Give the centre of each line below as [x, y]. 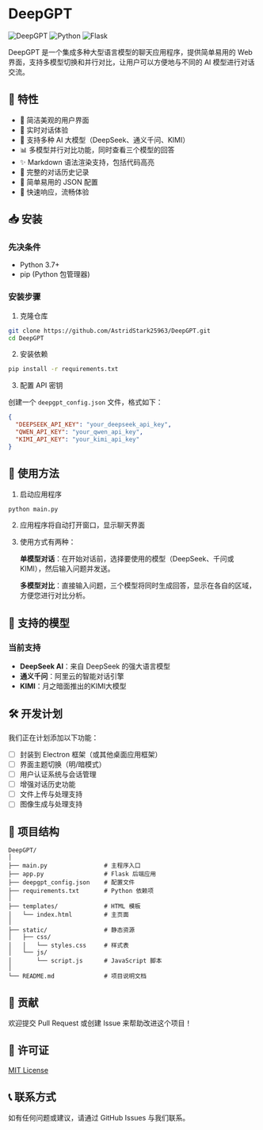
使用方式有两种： [48, 542]
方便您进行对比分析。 [54, 596]
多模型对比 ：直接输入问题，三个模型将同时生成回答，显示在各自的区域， [137, 586]
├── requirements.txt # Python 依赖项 [81, 891]
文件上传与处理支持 [51, 795]
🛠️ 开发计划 [36, 713]
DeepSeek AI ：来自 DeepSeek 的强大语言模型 [95, 666]
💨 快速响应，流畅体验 [54, 192]
